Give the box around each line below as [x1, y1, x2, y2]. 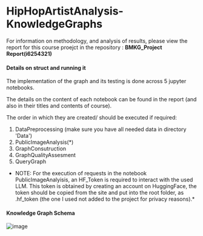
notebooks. [6, 84, 35, 92]
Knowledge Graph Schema [6, 209, 75, 217]
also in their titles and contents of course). [6, 102, 112, 110]
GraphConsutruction [15, 145, 67, 152]
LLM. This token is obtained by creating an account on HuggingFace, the [15, 183, 197, 190]
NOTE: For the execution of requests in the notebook [15, 170, 147, 177]
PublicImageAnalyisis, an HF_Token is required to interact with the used [15, 176, 193, 183]
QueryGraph [15, 158, 47, 165]
